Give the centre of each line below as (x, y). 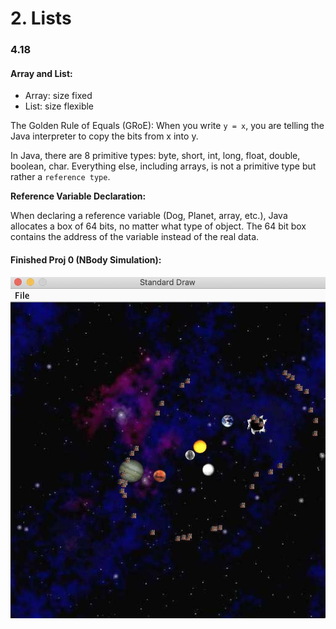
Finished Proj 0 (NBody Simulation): (86, 259)
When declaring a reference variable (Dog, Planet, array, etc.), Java (149, 216)
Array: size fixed (58, 96)
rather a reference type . (60, 177)
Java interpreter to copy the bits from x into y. (104, 136)
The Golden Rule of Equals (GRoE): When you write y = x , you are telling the (167, 126)
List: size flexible (59, 106)
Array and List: (41, 73)
